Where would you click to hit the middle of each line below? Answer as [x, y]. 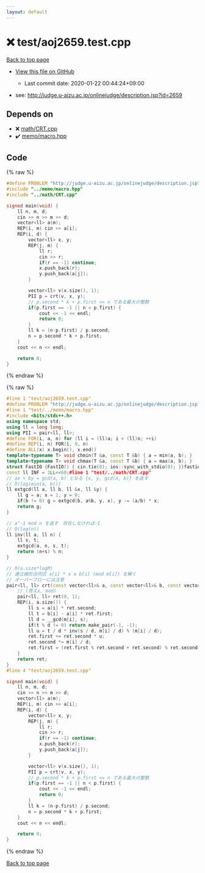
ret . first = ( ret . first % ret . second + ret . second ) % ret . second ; [114, 648]
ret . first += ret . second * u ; [67, 636]
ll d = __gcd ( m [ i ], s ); [58, 619]
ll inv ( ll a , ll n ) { [34, 535]
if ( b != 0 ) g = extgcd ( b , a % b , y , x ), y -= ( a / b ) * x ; [88, 501]
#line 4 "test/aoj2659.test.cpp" [49, 670]
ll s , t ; [28, 540]
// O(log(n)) [23, 529]
